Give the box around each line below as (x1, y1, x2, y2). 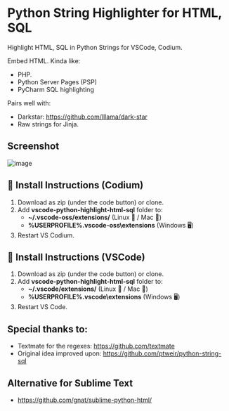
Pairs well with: (7, 98, 51, 107)
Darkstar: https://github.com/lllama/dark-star (17, 112, 148, 121)
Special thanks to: (7, 323, 88, 335)
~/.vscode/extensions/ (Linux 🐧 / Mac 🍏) (27, 285, 149, 293)
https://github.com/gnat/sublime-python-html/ (17, 396, 152, 404)
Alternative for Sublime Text (7, 377, 133, 389)
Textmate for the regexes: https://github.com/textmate (17, 342, 176, 351)
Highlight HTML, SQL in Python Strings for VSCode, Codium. (7, 43, 183, 51)
